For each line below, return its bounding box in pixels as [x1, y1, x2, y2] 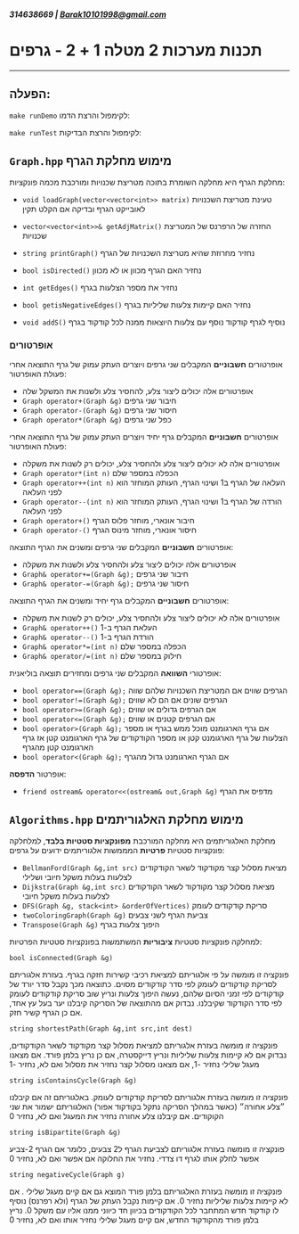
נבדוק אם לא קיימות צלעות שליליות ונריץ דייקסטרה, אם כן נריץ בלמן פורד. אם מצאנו [9, 1049, 287, 1060]
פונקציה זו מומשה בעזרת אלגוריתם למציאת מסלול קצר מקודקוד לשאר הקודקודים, [9, 1041, 279, 1051]
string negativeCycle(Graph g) [9, 1171, 125, 1180]
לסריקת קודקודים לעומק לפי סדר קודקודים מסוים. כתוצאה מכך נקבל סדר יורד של [9, 979, 278, 990]
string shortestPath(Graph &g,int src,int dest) [9, 1024, 193, 1033]
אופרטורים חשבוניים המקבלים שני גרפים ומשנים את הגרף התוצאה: [9, 542, 234, 553]
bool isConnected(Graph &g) [9, 954, 114, 963]
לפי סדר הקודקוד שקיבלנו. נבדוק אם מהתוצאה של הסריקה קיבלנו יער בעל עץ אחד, [9, 998, 283, 1008]
